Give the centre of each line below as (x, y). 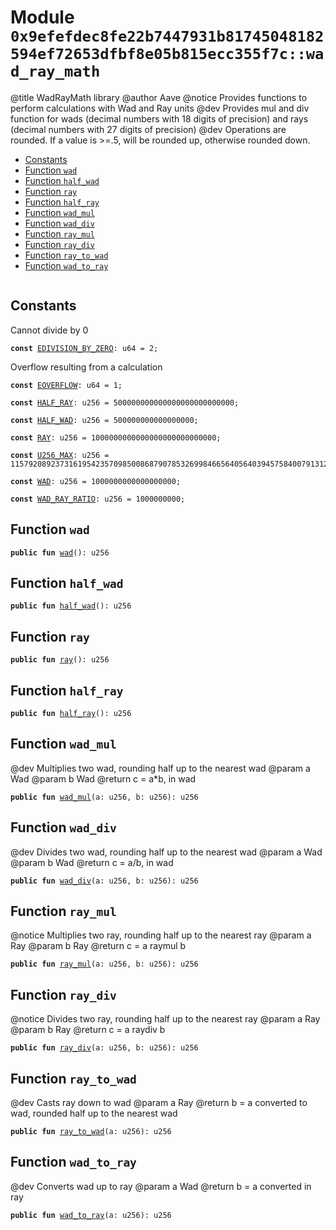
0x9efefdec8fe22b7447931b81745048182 (167, 36)
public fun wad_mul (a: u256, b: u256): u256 (104, 797)
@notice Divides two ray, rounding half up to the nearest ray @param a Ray (165, 1019)
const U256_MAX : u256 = (60, 455)
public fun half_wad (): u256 (71, 606)
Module (42, 17)
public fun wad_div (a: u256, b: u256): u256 (104, 881)
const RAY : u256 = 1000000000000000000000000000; (116, 437)
